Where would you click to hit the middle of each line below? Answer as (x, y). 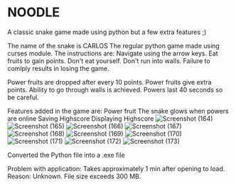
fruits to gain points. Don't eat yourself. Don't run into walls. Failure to (109, 60)
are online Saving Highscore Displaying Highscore (81, 119)
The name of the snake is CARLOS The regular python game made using (114, 45)
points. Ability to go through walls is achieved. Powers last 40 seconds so (115, 89)
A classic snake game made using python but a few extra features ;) (107, 32)
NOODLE (34, 12)
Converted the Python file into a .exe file (66, 155)
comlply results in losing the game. (58, 68)
